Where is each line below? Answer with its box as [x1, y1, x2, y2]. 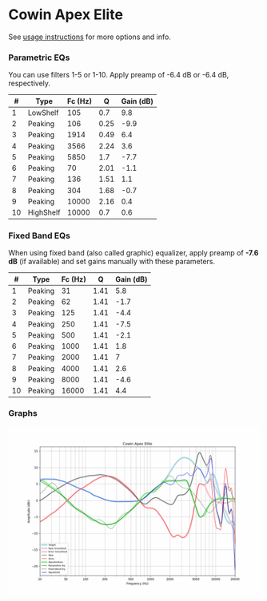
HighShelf [27, 208, 61, 217]
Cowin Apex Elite [8, 6, 124, 24]
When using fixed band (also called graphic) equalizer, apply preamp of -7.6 [8, 248, 259, 258]
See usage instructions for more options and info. [8, 32, 172, 42]
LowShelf [27, 108, 59, 117]
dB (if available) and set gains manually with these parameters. [8, 257, 216, 267]
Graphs [8, 408, 38, 419]
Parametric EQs [8, 52, 70, 63]
